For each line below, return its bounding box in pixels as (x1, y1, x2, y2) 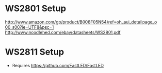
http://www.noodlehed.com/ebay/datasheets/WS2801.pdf (5, 29, 121, 35)
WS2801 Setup (5, 3, 66, 14)
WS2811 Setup (5, 47, 65, 57)
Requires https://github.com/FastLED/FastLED (12, 62, 104, 68)
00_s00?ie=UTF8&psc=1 (5, 24, 54, 30)
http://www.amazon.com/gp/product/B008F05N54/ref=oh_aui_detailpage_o (5, 19, 157, 25)
